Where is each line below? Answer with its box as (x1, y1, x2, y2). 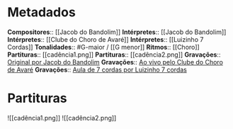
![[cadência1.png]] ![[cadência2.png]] (7, 113, 117, 122)
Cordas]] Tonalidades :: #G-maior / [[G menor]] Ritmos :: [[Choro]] (7, 43, 200, 51)
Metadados (7, 4, 76, 21)
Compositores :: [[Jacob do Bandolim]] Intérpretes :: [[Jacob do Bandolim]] (7, 28, 227, 36)
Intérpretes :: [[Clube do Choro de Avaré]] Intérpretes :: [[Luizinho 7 (7, 35, 204, 43)
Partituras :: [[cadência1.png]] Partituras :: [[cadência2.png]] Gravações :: (7, 50, 221, 59)
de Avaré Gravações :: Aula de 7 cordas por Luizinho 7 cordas (7, 65, 188, 74)
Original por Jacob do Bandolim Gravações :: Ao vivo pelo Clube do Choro (7, 57, 223, 66)
